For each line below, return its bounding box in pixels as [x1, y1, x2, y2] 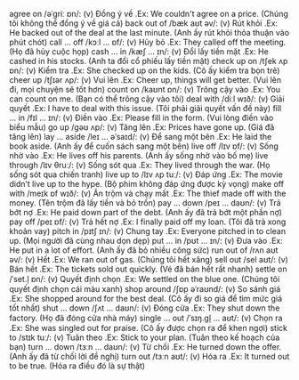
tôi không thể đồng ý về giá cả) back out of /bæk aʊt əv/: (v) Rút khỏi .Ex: [9, 18, 279, 28]
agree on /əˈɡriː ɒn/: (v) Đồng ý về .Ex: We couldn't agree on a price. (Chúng [9, 9, 289, 19]
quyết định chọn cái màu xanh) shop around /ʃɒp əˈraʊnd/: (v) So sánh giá [9, 284, 281, 294]
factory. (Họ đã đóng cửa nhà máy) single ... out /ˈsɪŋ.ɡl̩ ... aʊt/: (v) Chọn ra [9, 312, 283, 323]
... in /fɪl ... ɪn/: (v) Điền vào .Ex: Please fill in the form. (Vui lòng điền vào [9, 112, 274, 123]
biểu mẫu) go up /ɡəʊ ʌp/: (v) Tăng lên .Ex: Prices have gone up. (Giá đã [9, 122, 275, 133]
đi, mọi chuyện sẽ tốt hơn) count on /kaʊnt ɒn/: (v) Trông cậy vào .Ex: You [9, 85, 281, 94]
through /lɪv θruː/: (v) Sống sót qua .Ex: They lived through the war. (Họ [9, 160, 271, 170]
